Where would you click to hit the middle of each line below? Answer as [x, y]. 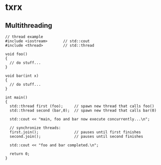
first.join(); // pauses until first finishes [75, 132]
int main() [16, 98]
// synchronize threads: [35, 128]
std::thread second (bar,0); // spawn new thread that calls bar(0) [83, 110]
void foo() [16, 54]
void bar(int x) [22, 76]
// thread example [24, 37]
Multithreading [29, 26]
